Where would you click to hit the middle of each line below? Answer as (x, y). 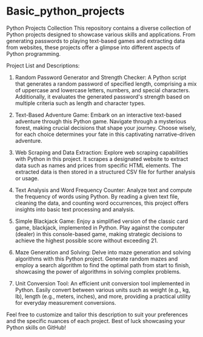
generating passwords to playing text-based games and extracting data (96, 41)
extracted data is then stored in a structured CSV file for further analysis (105, 172)
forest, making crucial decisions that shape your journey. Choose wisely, (105, 128)
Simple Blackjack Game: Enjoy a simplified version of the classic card (101, 221)
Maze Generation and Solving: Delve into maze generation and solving (103, 252)
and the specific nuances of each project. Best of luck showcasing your (96, 321)
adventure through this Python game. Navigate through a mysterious (101, 121)
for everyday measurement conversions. (65, 302)
